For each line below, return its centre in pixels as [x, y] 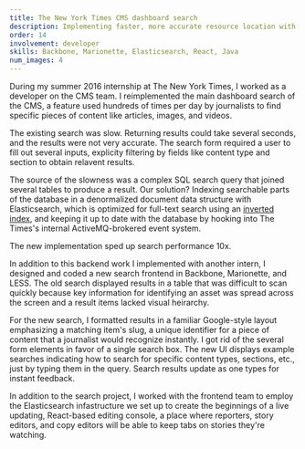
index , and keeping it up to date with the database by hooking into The [142, 219]
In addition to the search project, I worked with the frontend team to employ [152, 396]
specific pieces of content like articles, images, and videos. [121, 115]
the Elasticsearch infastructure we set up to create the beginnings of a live [149, 406]
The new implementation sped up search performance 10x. [121, 246]
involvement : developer [55, 43]
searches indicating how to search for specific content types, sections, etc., [152, 359]
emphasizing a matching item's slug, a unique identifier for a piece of [140, 330]
